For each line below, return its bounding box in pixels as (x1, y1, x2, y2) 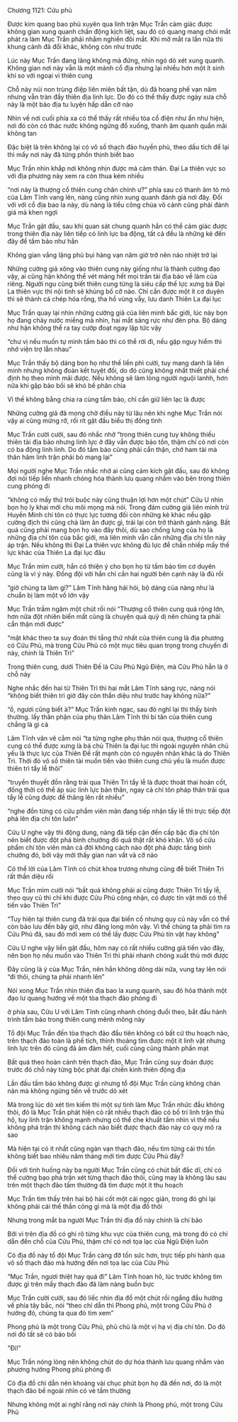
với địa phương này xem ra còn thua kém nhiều (7, 172, 144, 180)
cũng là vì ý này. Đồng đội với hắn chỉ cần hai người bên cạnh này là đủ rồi (7, 570, 224, 578)
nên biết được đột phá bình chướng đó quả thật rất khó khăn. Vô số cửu (7, 836, 216, 844)
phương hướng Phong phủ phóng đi (7, 1365, 111, 1374)
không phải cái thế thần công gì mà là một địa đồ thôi (7, 1202, 163, 1210)
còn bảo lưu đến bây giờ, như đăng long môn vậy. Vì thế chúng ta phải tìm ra (7, 922, 230, 930)
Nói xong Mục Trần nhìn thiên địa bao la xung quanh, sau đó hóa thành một (7, 986, 227, 994)
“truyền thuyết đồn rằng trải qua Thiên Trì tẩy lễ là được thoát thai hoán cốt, (7, 778, 228, 786)
